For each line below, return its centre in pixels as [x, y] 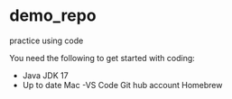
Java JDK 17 [46, 75]
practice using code [46, 40]
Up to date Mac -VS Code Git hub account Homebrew [122, 85]
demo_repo [53, 16]
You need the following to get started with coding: [102, 58]
